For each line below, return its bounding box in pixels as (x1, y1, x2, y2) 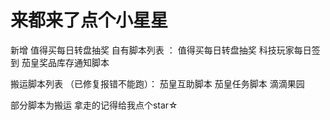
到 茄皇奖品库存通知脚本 (10, 56, 110, 68)
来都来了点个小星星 (10, 9, 169, 32)
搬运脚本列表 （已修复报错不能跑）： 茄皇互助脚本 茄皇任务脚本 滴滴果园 (10, 77, 305, 90)
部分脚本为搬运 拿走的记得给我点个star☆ (10, 99, 178, 111)
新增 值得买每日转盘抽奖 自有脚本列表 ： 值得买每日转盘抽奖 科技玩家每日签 (10, 44, 321, 56)
